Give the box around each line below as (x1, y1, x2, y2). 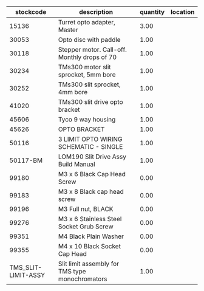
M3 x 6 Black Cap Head (58, 170, 126, 178)
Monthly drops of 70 (58, 53, 117, 61)
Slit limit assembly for (58, 259, 120, 268)
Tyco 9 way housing (58, 115, 116, 123)
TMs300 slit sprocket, (58, 80, 121, 89)
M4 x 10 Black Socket (58, 242, 121, 250)
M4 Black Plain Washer (58, 232, 124, 241)
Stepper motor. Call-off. (58, 46, 127, 53)
